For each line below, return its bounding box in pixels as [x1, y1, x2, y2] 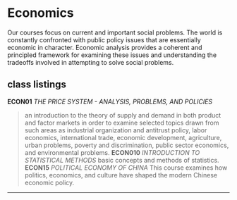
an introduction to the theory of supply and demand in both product [24, 111, 221, 119]
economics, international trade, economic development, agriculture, [24, 133, 222, 142]
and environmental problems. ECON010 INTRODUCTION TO [24, 148, 200, 156]
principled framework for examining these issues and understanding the [7, 51, 217, 59]
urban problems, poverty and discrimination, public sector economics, [24, 141, 229, 149]
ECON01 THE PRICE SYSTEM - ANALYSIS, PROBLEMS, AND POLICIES [7, 97, 213, 106]
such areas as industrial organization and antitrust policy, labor [24, 125, 207, 135]
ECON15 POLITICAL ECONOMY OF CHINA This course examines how [24, 163, 228, 172]
